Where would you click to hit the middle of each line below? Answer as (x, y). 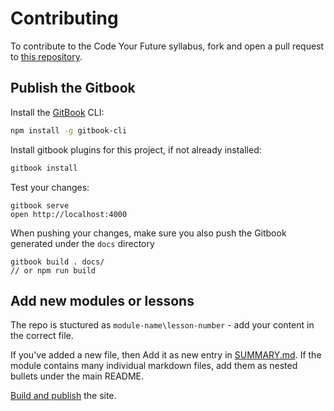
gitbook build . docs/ (57, 262)
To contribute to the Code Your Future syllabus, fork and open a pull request (167, 46)
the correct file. (42, 336)
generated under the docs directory (82, 243)
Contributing (64, 18)
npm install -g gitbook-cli (69, 130)
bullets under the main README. (77, 376)
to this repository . (46, 56)
